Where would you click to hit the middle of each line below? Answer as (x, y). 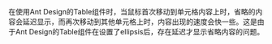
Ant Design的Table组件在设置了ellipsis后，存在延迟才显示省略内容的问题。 (140, 32)
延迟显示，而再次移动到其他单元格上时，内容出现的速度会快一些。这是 (140, 22)
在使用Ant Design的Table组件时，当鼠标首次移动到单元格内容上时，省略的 (132, 12)
